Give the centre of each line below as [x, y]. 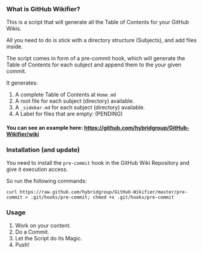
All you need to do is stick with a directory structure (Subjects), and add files [101, 40]
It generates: [22, 83]
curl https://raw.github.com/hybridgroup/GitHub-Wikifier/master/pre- [97, 192]
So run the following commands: [47, 181]
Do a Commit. [32, 232]
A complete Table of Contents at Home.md [66, 95]
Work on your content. [43, 226]
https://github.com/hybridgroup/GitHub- [137, 127]
